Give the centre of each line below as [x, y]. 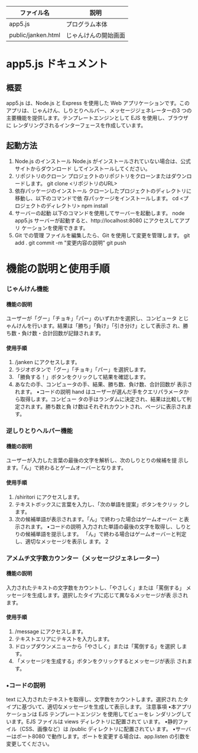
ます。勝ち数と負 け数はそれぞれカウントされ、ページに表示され [109, 407]
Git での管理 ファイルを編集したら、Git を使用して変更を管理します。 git [102, 235]
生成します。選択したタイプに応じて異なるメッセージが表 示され [110, 595]
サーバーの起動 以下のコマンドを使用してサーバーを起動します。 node [100, 213]
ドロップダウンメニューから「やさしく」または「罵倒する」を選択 [95, 646]
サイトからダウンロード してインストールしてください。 [82, 168]
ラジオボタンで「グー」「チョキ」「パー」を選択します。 [82, 369]
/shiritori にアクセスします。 [48, 497]
